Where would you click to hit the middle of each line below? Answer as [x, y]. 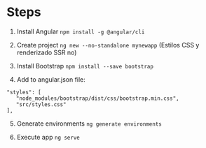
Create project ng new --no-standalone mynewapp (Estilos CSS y [108, 45]
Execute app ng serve [48, 137]
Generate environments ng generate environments [89, 124]
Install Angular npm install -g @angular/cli [81, 31]
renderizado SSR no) [47, 52]
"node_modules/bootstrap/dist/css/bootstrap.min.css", [97, 98]
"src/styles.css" [41, 104]
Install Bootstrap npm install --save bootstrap [85, 66]
